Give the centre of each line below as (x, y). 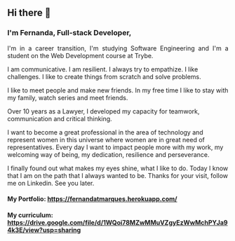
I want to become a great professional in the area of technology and (105, 132)
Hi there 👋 (29, 13)
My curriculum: (31, 215)
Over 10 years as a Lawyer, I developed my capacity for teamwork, (103, 111)
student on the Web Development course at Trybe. (80, 55)
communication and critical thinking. (60, 118)
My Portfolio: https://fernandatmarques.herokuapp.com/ (92, 199)
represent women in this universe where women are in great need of (106, 139)
